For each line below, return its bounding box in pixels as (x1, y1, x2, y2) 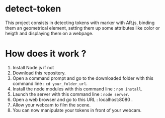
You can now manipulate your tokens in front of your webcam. (12, 107, 142, 113)
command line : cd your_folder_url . (12, 80, 88, 86)
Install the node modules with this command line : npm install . (12, 86, 142, 92)
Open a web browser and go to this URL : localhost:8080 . (12, 96, 133, 102)
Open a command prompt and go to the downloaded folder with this (12, 75, 153, 81)
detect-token (5, 3, 61, 15)
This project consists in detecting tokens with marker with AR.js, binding (5, 20, 155, 26)
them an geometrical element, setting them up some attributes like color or (5, 25, 160, 31)
